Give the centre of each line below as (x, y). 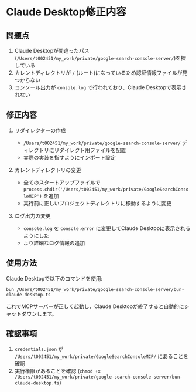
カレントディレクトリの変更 (48, 170)
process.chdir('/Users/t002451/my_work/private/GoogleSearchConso (106, 189)
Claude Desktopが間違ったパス (52, 51)
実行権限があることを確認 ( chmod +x (58, 371)
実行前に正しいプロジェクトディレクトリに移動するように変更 (97, 203)
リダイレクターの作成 (40, 130)
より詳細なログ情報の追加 (54, 243)
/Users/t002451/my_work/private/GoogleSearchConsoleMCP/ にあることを (102, 356)
